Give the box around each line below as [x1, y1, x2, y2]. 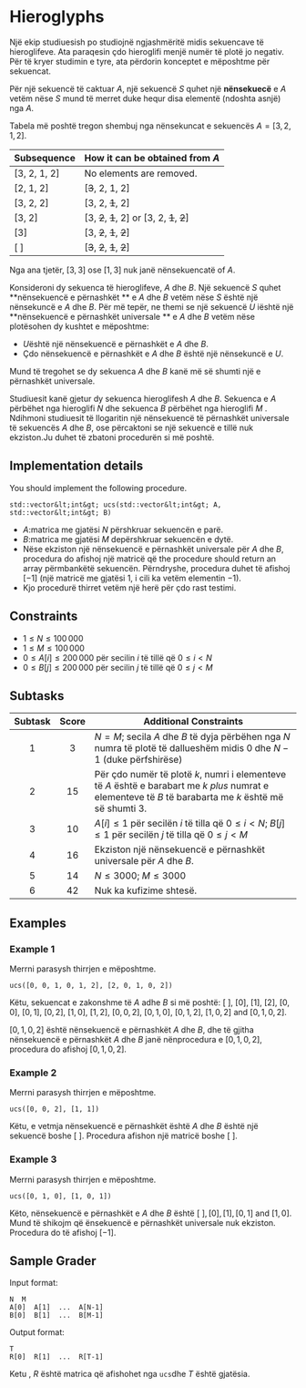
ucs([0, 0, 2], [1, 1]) [9, 1105, 100, 1114]
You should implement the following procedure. [9, 482, 188, 493]
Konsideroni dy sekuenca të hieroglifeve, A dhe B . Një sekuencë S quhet [9, 282, 281, 293]
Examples [9, 915, 66, 930]
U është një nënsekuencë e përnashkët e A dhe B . [22, 338, 209, 349]
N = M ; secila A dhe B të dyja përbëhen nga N [94, 731, 291, 744]
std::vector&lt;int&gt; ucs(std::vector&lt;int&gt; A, [9, 499, 222, 509]
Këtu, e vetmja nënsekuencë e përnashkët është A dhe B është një [9, 1121, 259, 1132]
